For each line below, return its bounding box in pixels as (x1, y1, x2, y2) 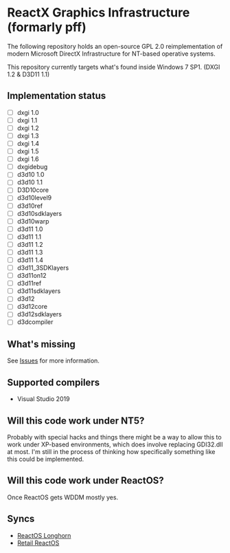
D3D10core (16, 186, 49, 194)
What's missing (7, 338, 76, 350)
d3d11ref (16, 279, 42, 288)
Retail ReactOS (16, 539, 60, 547)
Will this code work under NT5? (7, 415, 145, 426)
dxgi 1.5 (16, 147, 39, 155)
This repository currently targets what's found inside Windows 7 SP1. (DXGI (7, 63, 220, 71)
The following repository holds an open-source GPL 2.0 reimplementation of (7, 42, 223, 50)
